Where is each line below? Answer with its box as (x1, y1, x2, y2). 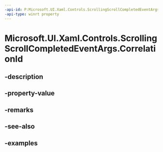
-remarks (4, 106, 34, 114)
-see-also (4, 122, 35, 131)
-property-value (4, 89, 55, 97)
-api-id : (4, 7, 22, 12)
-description (4, 73, 43, 81)
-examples (4, 139, 38, 147)
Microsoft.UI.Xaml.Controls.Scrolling (4, 33, 158, 44)
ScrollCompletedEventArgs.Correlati (4, 43, 156, 54)
